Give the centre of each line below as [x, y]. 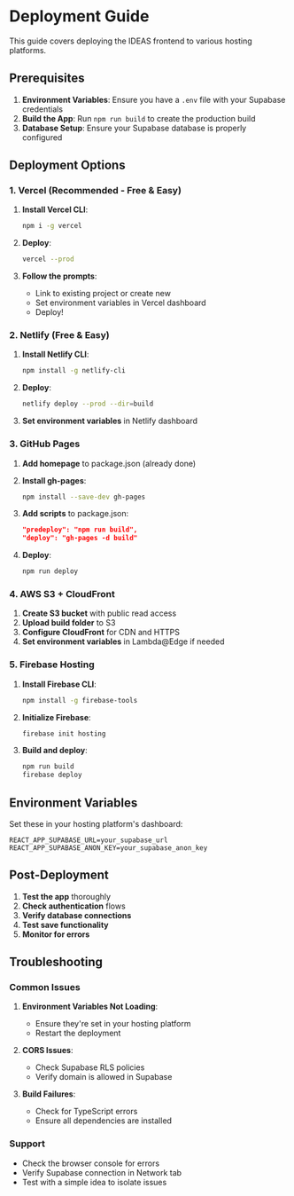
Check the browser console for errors [91, 1163]
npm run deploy [50, 571]
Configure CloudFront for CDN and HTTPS [101, 633]
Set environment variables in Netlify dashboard [109, 421]
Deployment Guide [79, 16]
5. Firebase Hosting [52, 665]
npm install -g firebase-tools [80, 700]
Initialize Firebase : [56, 717]
